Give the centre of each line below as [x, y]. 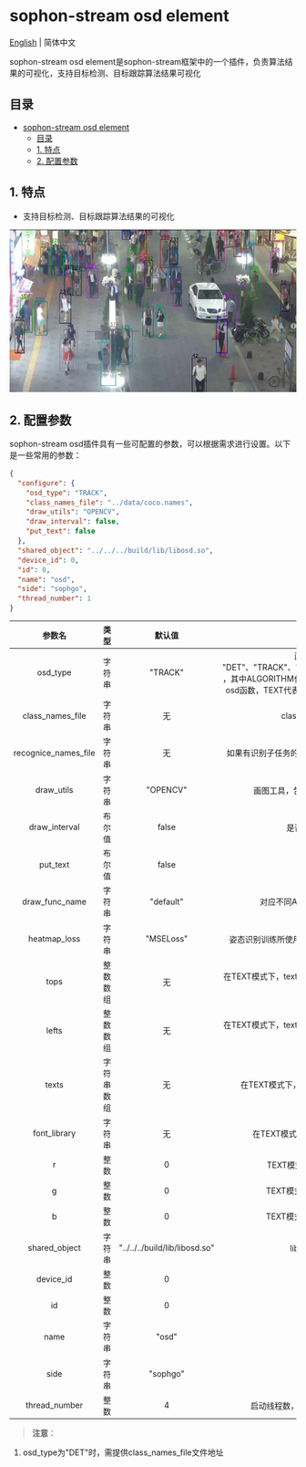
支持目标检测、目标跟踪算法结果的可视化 [98, 216]
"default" [167, 901]
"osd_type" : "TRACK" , [66, 493]
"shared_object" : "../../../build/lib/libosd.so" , [116, 550]
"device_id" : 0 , [48, 560]
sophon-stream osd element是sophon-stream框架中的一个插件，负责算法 [147, 61]
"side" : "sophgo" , [53, 589]
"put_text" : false [61, 531]
